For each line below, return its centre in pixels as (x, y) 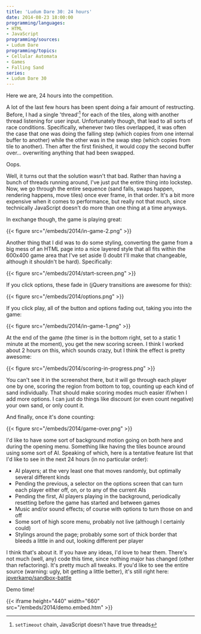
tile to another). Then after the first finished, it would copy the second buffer (100, 146)
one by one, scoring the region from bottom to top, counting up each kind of (100, 386)
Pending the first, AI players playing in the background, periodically (98, 496)
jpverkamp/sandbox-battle (39, 578)
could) (23, 528)
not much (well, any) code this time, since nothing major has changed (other (100, 559)
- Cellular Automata (32, 56)
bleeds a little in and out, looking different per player (79, 541)
